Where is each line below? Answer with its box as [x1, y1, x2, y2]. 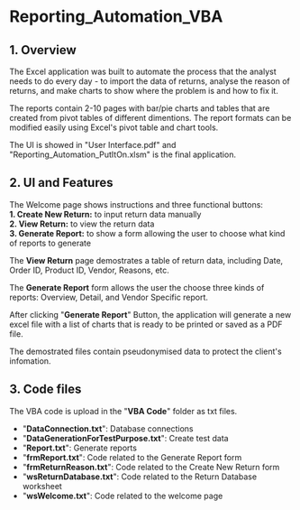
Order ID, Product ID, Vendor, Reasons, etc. [9, 264, 169, 275]
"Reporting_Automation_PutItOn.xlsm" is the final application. [9, 149, 237, 160]
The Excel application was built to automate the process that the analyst [9, 66, 277, 77]
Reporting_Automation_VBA [9, 6, 223, 27]
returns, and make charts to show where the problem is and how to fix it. [9, 86, 279, 96]
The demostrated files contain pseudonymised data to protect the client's [9, 346, 282, 357]
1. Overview [9, 42, 77, 58]
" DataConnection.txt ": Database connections [22, 422, 194, 434]
